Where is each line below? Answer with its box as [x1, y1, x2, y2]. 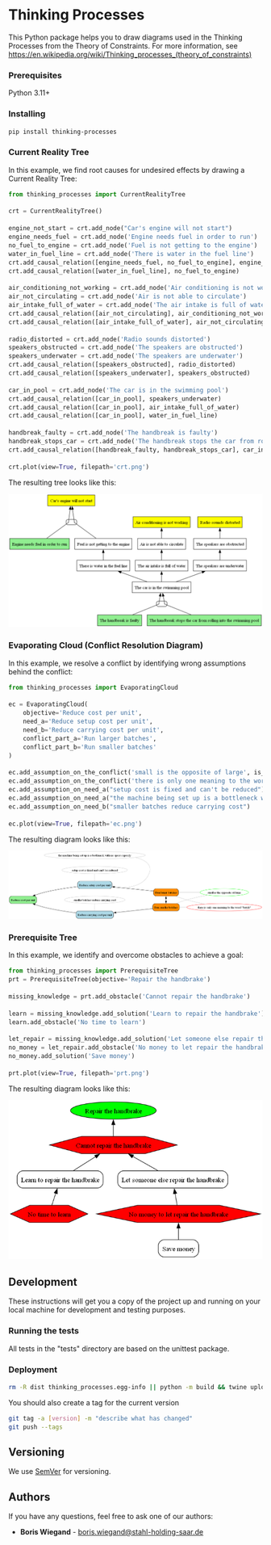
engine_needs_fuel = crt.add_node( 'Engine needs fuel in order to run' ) [8, 233, 258, 241]
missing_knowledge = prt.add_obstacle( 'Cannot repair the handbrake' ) [8, 992, 251, 1001]
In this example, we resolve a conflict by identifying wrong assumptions [8, 658, 246, 668]
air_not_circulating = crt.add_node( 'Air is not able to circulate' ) [8, 292, 248, 300]
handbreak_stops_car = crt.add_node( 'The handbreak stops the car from [8, 438, 254, 446]
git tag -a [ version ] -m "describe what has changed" [8, 1414, 194, 1422]
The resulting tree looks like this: [8, 477, 117, 487]
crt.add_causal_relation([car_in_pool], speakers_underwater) [8, 394, 222, 403]
